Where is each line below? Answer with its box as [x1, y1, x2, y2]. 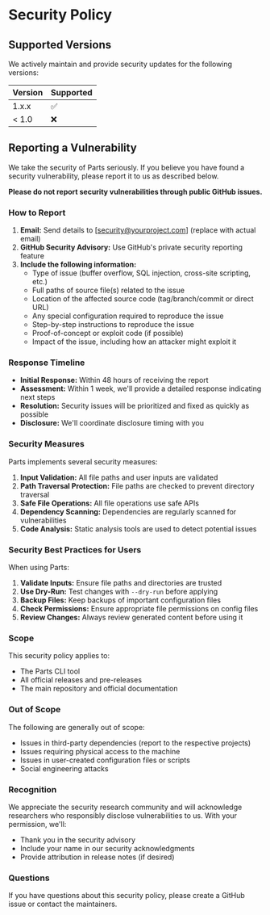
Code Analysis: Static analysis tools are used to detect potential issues [19, 523, 257, 534]
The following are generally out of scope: [8, 722, 145, 732]
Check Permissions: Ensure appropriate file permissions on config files [19, 604, 259, 613]
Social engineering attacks [19, 763, 109, 773]
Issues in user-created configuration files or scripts [19, 755, 191, 765]
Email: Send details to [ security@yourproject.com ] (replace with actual [19, 225, 256, 235]
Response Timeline [8, 357, 85, 368]
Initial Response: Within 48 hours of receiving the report [19, 376, 209, 385]
